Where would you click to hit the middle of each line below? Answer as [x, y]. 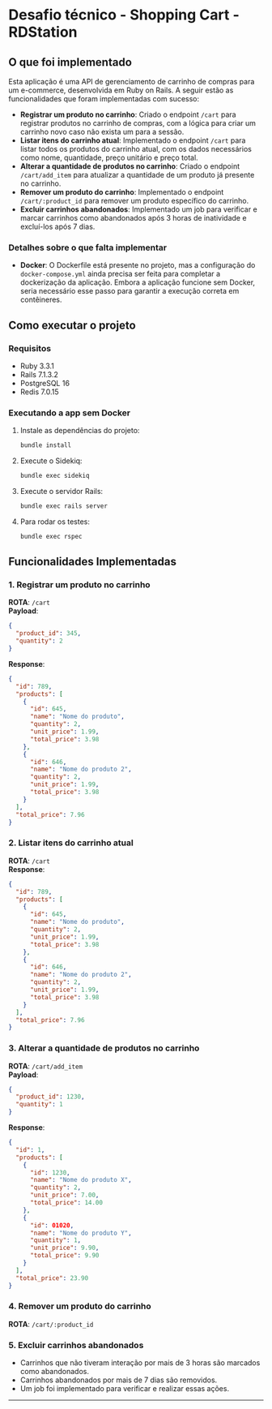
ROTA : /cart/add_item [46, 1066]
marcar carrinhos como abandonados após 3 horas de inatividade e [133, 218]
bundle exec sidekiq [55, 476]
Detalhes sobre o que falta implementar [88, 247]
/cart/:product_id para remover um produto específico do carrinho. [134, 201]
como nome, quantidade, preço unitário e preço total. [109, 157]
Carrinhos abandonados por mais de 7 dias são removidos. [119, 1380]
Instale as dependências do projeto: [80, 431]
